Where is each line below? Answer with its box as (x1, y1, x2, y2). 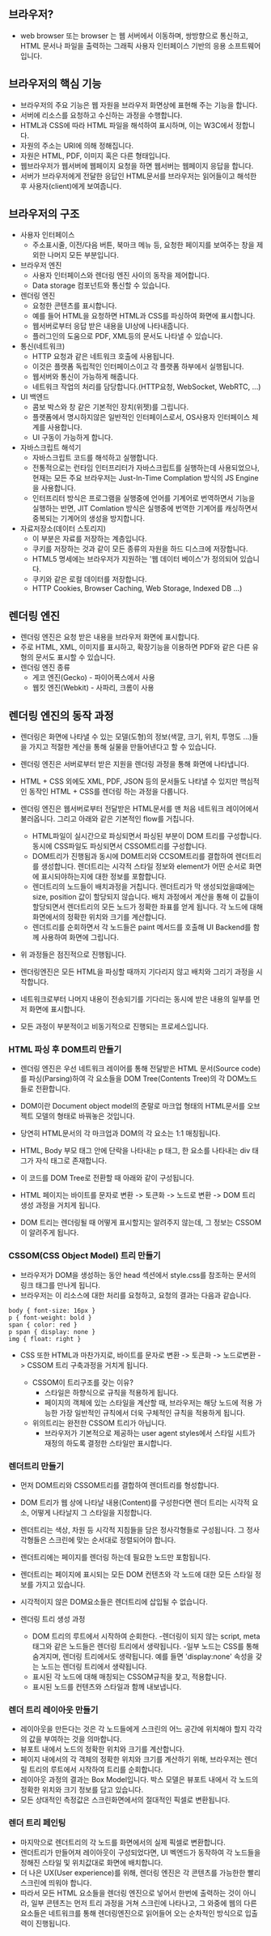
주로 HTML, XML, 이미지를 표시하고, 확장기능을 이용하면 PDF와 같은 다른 (19, 643, 251, 652)
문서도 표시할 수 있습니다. (35, 652, 116, 662)
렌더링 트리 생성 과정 (19, 1613, 86, 1623)
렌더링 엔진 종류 (19, 663, 70, 673)
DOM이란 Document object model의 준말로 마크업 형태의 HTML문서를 (19, 1101, 245, 1111)
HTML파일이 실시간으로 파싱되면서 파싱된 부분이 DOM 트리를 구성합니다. (32, 831, 262, 841)
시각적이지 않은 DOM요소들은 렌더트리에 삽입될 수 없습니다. (19, 1596, 209, 1606)
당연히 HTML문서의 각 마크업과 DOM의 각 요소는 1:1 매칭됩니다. (19, 1129, 221, 1139)
